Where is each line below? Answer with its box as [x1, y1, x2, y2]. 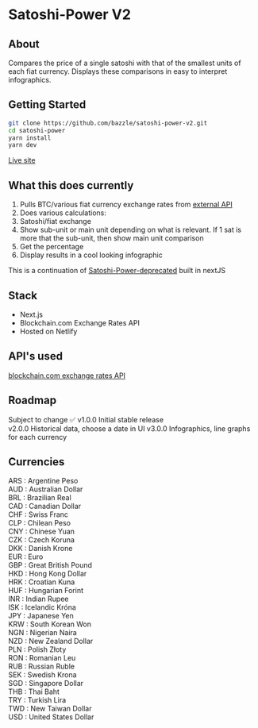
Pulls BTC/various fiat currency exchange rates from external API [19, 200, 233, 210]
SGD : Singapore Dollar [8, 679, 84, 688]
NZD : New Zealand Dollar [8, 637, 94, 646]
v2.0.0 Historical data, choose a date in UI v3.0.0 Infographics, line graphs [8, 423, 251, 433]
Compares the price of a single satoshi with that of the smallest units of [8, 58, 241, 67]
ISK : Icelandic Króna [8, 603, 77, 612]
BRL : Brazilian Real [8, 493, 71, 503]
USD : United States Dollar [8, 712, 94, 722]
